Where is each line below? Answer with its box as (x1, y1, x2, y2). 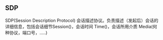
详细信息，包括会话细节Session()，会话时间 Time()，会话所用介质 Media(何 (5, 23, 157, 29)
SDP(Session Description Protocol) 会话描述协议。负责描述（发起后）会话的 (5, 17, 159, 23)
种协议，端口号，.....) (5, 29, 48, 36)
